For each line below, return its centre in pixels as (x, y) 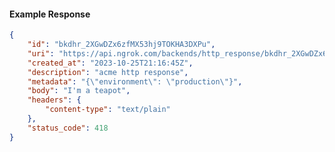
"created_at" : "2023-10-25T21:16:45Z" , (110, 63)
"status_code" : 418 (68, 128)
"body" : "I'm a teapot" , (79, 91)
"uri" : (41, 53)
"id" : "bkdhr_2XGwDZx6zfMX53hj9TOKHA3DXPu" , (121, 45)
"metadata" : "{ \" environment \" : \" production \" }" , (135, 81)
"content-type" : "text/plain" (108, 110)
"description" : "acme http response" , (108, 72)
